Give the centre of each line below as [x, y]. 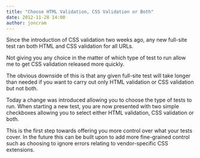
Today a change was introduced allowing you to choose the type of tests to [99, 100]
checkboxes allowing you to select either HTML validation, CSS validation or [100, 113]
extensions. [20, 150]
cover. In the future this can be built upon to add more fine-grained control [98, 137]
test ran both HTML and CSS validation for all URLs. [70, 46]
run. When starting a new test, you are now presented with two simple [93, 107]
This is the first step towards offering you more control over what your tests [99, 131]
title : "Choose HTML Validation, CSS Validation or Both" [80, 12]
